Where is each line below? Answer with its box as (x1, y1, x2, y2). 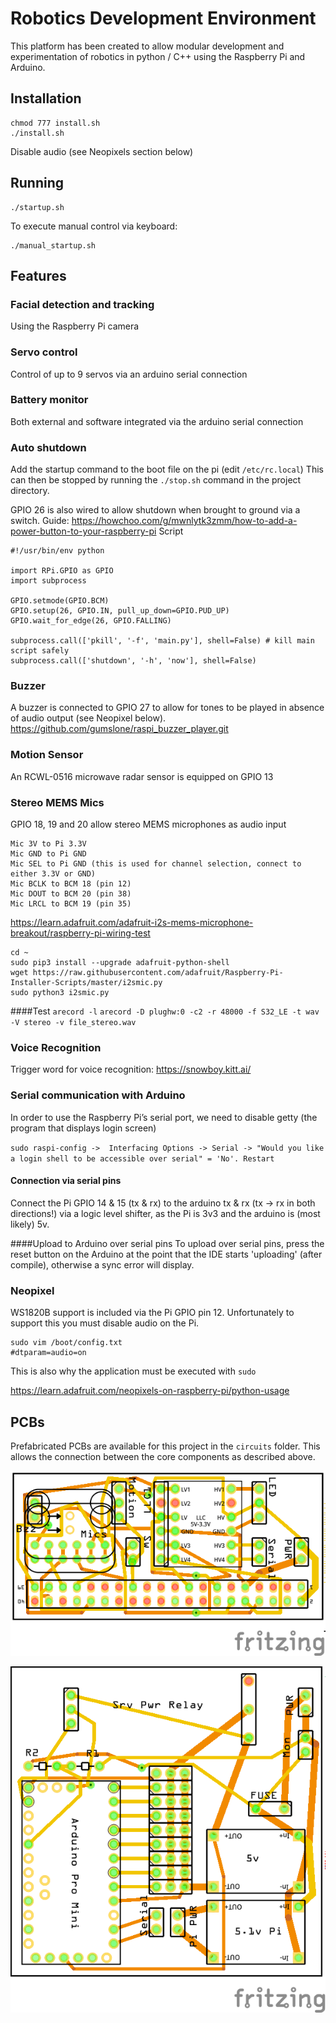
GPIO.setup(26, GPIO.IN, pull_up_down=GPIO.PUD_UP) (10, 606, 230, 616)
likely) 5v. (10, 1218, 50, 1230)
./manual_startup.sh (10, 240, 97, 251)
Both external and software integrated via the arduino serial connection (10, 415, 304, 427)
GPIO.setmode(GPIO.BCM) (10, 596, 110, 606)
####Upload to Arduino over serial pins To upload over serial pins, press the (10, 1237, 325, 1249)
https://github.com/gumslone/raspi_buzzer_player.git (10, 723, 229, 735)
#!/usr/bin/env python (10, 546, 105, 556)
